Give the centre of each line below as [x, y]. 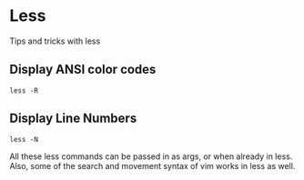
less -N [24, 139]
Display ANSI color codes [83, 70]
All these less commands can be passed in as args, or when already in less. [151, 156]
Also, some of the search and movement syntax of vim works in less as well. [152, 165]
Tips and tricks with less [55, 41]
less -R [24, 90]
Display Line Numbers [73, 119]
